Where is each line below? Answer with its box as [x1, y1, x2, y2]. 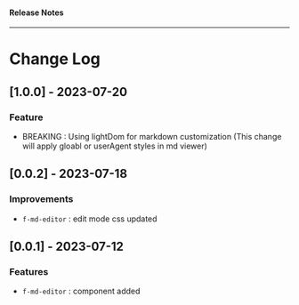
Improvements [9, 193, 74, 205]
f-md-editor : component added [21, 285, 141, 297]
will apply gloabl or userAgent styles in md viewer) [21, 140, 207, 151]
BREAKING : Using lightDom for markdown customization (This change [21, 132, 282, 142]
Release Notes [9, 7, 64, 18]
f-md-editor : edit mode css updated [21, 213, 158, 224]
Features [9, 266, 49, 278]
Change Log [9, 49, 101, 69]
